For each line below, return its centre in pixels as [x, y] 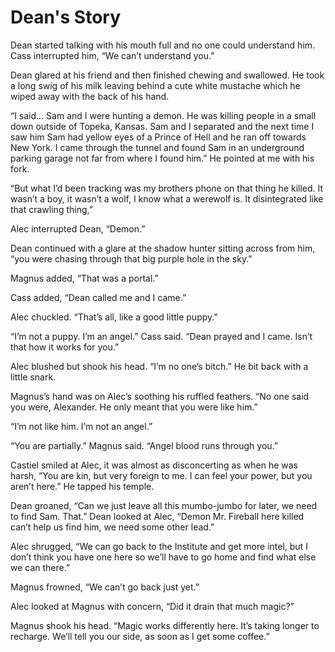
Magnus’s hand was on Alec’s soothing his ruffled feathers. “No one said [160, 396]
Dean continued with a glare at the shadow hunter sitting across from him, [163, 248]
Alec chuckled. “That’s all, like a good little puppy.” [114, 317]
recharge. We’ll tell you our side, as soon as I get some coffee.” [140, 636]
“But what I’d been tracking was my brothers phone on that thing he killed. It [167, 188]
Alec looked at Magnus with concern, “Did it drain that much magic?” [152, 606]
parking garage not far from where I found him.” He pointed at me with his [162, 158]
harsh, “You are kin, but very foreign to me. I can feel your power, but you [161, 475]
